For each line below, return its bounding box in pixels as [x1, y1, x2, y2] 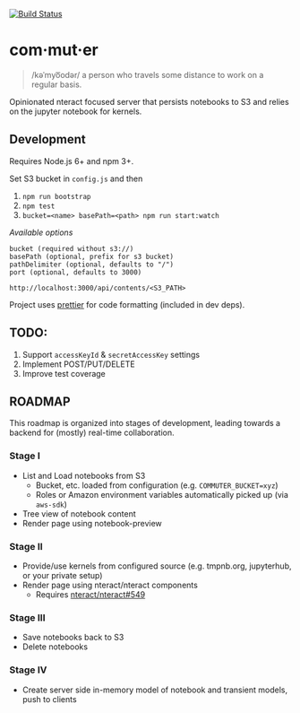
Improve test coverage [21, 368, 106, 378]
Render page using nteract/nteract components [21, 579, 199, 590]
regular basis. [30, 79, 82, 90]
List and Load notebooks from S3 [21, 470, 146, 481]
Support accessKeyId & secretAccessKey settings [21, 349, 200, 360]
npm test [21, 202, 56, 211]
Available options [9, 227, 73, 238]
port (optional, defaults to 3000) [9, 267, 142, 277]
